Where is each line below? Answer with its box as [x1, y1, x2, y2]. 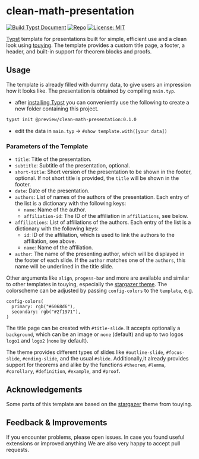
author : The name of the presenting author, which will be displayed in [14, 250, 185, 257]
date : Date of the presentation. [14, 187, 90, 194]
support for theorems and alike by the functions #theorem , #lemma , [6, 361, 166, 368]
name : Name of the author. [23, 206, 87, 213]
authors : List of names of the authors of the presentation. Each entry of [14, 193, 189, 200]
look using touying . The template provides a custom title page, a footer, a [6, 42, 185, 49]
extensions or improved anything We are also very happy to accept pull [6, 439, 181, 447]
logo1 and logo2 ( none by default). [6, 337, 89, 344]
